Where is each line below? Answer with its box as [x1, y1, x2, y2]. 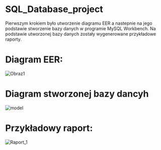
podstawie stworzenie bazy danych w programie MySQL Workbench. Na [5, 25, 156, 31]
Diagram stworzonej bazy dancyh [5, 88, 149, 100]
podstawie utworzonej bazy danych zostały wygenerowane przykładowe [5, 31, 156, 37]
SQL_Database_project [5, 4, 103, 15]
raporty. [5, 36, 22, 42]
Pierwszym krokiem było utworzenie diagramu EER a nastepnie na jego [5, 20, 152, 26]
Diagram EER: [5, 54, 63, 65]
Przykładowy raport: [5, 122, 93, 134]
